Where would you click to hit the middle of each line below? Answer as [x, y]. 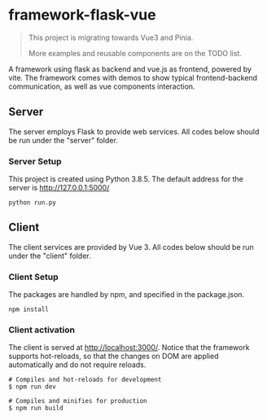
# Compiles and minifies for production [78, 401]
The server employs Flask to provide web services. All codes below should [134, 131]
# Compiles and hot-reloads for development [85, 380]
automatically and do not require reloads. [77, 365]
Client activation [42, 330]
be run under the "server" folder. [63, 140]
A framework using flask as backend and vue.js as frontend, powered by [130, 69]
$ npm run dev [33, 387]
